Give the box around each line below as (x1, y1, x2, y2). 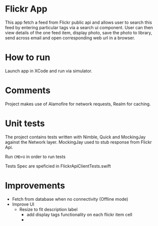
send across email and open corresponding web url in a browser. (5, 35, 135, 41)
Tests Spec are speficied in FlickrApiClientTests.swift (5, 163, 111, 169)
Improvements (5, 180, 65, 191)
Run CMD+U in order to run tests (5, 154, 66, 160)
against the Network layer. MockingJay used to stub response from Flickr (5, 139, 152, 145)
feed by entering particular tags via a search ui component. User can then (5, 24, 153, 30)
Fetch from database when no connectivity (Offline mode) (12, 196, 128, 202)
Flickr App (5, 3, 48, 15)
